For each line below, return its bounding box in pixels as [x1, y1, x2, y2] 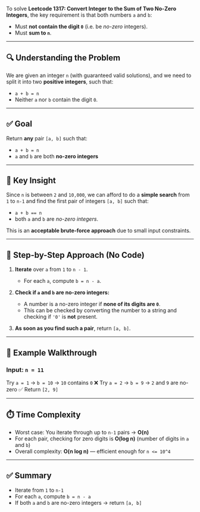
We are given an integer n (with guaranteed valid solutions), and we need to [6, 72, 192, 79]
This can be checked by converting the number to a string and [23, 307, 177, 314]
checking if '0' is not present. [23, 313, 98, 320]
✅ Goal [6, 119, 33, 129]
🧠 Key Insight [6, 175, 57, 186]
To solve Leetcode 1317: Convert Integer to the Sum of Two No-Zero [6, 5, 177, 12]
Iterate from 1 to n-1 [14, 486, 64, 494]
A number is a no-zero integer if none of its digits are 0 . [23, 301, 161, 308]
